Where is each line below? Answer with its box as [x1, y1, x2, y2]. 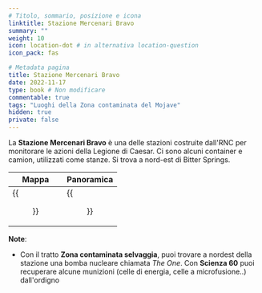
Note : [8, 234, 27, 243]
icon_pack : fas [8, 49, 59, 57]
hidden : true [8, 108, 52, 116]
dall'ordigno [19, 275, 60, 285]
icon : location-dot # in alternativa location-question [8, 42, 199, 50]
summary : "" [8, 26, 48, 35]
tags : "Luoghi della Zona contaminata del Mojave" [8, 101, 181, 109]
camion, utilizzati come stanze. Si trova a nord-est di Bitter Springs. [8, 155, 231, 165]
